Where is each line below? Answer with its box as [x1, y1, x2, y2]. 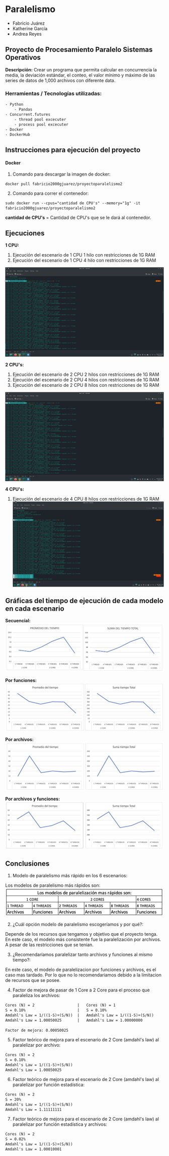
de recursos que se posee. [5, 977, 61, 983]
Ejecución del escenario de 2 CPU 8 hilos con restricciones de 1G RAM [12, 382, 159, 388]
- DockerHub [5, 132, 30, 137]
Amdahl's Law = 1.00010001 [5, 1147, 62, 1152]
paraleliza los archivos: [12, 993, 60, 999]
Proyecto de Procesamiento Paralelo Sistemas [5, 45, 153, 54]
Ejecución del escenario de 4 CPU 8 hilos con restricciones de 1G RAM [12, 496, 159, 502]
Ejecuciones [5, 229, 45, 237]
